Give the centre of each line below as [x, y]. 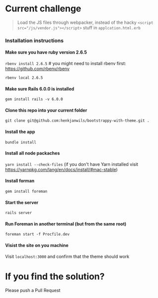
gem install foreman [26, 192]
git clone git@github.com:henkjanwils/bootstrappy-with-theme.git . [77, 121]
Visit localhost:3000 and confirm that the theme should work [67, 256]
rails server [19, 213]
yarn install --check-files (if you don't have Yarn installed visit [72, 164]
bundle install [21, 142]
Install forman [20, 181]
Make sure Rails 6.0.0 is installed [40, 89]
